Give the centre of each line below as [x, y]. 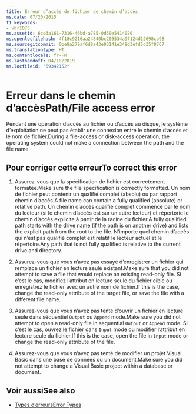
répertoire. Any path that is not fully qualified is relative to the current [97, 244]
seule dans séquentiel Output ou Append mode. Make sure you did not [98, 317]
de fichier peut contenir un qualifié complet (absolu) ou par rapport [96, 194]
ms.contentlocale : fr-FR [36, 55]
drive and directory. [39, 251]
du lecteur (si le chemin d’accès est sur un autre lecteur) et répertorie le [102, 213]
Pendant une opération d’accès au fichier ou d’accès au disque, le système [97, 124]
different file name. [37, 299]
